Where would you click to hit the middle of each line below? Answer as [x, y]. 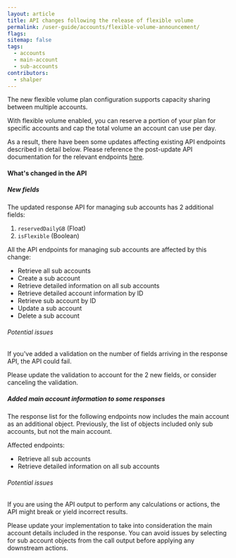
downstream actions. [38, 548]
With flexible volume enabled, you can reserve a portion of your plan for [112, 121]
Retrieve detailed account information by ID [80, 293]
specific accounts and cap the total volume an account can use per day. [112, 129]
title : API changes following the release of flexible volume [100, 20]
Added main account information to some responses [86, 398]
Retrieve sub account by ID [57, 300]
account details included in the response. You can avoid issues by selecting [117, 533]
